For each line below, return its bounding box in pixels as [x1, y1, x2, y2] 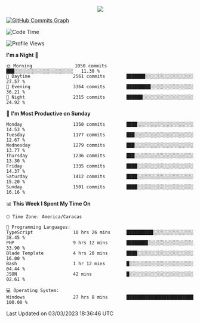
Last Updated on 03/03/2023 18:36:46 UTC [6, 310, 114, 317]
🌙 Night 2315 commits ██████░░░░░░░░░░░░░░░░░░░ [6, 94, 194, 100]
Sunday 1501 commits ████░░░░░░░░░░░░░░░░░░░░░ [6, 184, 194, 190]
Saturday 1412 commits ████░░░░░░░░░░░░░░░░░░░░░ [6, 173, 194, 179]
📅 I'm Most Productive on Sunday [6, 110, 91, 117]
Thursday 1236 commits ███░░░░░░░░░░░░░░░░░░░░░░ [6, 153, 194, 159]
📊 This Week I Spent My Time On [6, 200, 91, 207]
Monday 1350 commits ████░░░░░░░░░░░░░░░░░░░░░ [6, 122, 194, 128]
